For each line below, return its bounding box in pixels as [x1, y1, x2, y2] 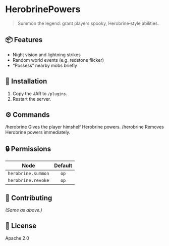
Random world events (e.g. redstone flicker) [12, 57, 104, 63]
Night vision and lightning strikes [12, 52, 81, 58]
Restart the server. [12, 96, 51, 102]
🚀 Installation [5, 77, 47, 86]
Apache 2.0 [5, 235, 29, 241]
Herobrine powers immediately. [5, 129, 71, 135]
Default [53, 162, 72, 169]
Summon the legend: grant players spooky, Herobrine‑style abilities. [17, 20, 159, 26]
